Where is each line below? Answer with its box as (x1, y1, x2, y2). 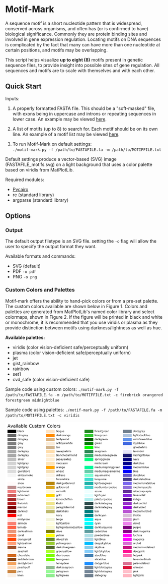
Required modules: (5, 177, 44, 183)
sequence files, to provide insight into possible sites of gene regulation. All (5, 62, 160, 68)
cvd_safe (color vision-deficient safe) (12, 376, 90, 382)
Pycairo (12, 186, 29, 192)
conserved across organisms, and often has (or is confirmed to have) (5, 25, 148, 31)
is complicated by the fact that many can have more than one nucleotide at (5, 41, 160, 47)
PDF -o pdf (12, 268, 36, 274)
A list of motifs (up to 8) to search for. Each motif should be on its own (12, 126, 158, 132)
